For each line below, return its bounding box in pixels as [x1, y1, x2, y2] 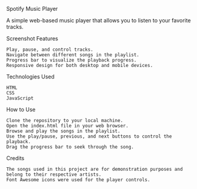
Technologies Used [6, 73, 55, 80]
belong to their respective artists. [6, 171, 102, 178]
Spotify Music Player [6, 5, 58, 12]
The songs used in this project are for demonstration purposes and [6, 166, 183, 172]
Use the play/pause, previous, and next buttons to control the [6, 133, 172, 139]
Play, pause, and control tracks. [6, 46, 94, 53]
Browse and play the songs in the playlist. [6, 128, 121, 134]
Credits [6, 155, 25, 162]
